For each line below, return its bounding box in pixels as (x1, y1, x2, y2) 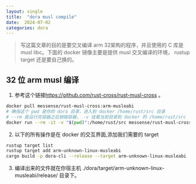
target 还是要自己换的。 (20, 56, 78, 63)
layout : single (6, 8, 43, 15)
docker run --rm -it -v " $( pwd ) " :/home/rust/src (6, 119, 127, 126)
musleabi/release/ (14, 172, 58, 179)
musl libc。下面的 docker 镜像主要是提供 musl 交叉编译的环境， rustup (20, 49, 190, 56)
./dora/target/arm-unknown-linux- (82, 165, 164, 172)
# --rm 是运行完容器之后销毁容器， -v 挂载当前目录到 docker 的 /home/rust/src (6, 114, 187, 120)
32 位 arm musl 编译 (6, 75, 79, 85)
